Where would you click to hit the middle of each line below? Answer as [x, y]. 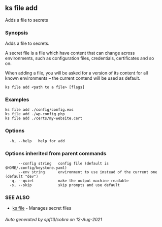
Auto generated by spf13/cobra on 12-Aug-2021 [54, 219]
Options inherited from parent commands [56, 153]
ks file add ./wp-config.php [35, 114]
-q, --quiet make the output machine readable [69, 181]
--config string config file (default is [64, 163]
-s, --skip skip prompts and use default [65, 185]
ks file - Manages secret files [42, 208]
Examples [17, 99]
